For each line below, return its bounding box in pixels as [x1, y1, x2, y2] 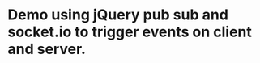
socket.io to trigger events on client [7, 23, 253, 41]
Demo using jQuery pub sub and [7, 6, 228, 24]
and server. [7, 40, 87, 58]
